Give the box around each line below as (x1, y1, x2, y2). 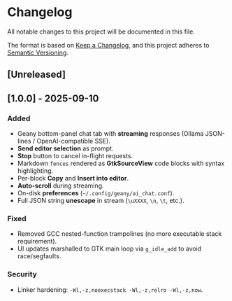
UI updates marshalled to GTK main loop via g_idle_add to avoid (17, 244, 202, 253)
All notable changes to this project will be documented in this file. (7, 27, 196, 36)
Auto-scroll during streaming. (17, 181, 104, 190)
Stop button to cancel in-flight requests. (17, 152, 133, 160)
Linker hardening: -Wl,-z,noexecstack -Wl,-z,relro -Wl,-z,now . (17, 285, 203, 294)
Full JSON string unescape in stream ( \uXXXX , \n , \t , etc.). (17, 197, 184, 205)
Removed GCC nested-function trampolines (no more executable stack (17, 230, 222, 238)
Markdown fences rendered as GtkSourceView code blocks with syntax (17, 159, 225, 168)
